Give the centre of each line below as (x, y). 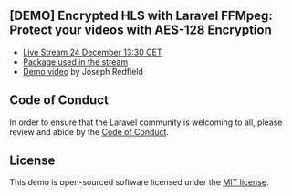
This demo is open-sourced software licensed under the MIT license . (139, 182)
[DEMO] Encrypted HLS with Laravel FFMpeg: (141, 16)
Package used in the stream (75, 62)
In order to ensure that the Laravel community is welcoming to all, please (146, 122)
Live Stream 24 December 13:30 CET (92, 52)
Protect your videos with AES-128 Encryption (141, 31)
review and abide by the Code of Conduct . (89, 131)
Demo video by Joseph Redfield (83, 71)
